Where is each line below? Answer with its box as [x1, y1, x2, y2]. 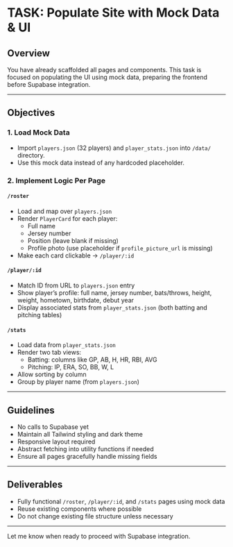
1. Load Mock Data [7, 128, 71, 137]
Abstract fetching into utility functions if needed [17, 445, 154, 453]
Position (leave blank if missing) [27, 236, 119, 244]
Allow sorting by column [17, 370, 87, 379]
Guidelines [7, 404, 55, 416]
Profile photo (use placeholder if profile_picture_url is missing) [27, 244, 213, 252]
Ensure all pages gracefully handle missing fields [17, 453, 157, 461]
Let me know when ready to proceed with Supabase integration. [7, 532, 191, 540]
